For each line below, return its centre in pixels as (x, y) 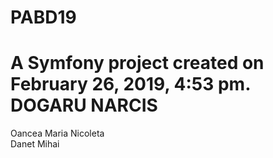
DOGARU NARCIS (84, 105)
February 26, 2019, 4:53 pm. (130, 84)
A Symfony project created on (137, 63)
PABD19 (43, 17)
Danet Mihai (35, 144)
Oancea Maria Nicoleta (57, 133)
